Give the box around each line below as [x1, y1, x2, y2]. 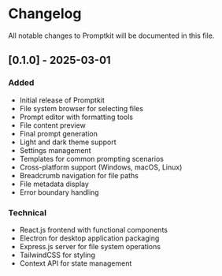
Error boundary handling [19, 187, 100, 197]
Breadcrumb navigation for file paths [19, 170, 139, 180]
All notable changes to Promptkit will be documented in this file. [8, 31, 215, 40]
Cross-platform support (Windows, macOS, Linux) [19, 162, 183, 172]
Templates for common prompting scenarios [19, 154, 164, 163]
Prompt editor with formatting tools [19, 112, 134, 121]
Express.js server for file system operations [19, 241, 161, 251]
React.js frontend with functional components [19, 225, 168, 234]
